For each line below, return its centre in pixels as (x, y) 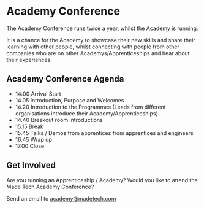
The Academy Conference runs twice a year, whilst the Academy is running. (102, 28)
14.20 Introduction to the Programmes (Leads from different (91, 107)
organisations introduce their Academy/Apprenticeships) (86, 113)
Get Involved (31, 165)
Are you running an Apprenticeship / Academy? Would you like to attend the (102, 180)
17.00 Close (30, 146)
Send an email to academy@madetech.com (61, 198)
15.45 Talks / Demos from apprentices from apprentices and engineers (104, 133)
